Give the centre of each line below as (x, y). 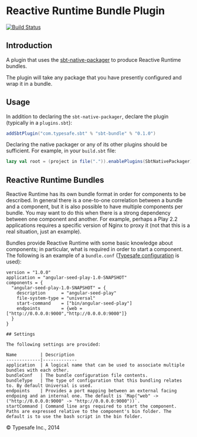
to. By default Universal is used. (50, 386)
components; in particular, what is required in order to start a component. (95, 249)
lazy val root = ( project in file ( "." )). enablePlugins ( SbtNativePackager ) (99, 162)
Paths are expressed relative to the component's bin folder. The (89, 412)
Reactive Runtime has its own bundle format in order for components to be (96, 194)
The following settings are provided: (53, 345)
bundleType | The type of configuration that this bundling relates (94, 381)
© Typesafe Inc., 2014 (33, 428)
